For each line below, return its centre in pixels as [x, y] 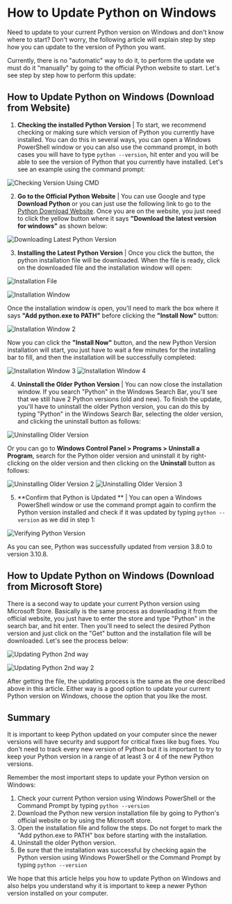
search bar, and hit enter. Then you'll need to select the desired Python [109, 625]
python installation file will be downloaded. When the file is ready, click [118, 260]
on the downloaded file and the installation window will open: [105, 267]
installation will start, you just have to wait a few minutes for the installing [111, 350]
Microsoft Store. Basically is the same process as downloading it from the [113, 611]
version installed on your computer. [58, 894]
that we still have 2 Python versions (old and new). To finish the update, [119, 399]
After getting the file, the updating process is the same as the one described [116, 681]
